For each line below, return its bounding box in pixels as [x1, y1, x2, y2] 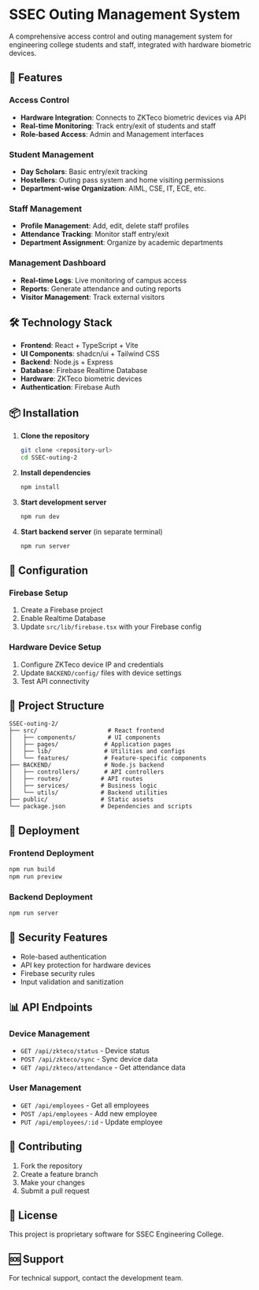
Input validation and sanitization [20, 977, 124, 986]
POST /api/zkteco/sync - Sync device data [20, 1055, 158, 1064]
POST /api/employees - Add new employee [20, 1108, 157, 1118]
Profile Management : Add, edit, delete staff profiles [20, 221, 190, 231]
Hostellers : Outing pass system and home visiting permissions [20, 175, 224, 184]
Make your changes [20, 1177, 85, 1187]
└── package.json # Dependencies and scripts [9, 803, 193, 811]
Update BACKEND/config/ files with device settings [20, 667, 182, 678]
